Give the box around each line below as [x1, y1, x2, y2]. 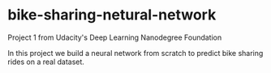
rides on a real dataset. [7, 57, 84, 67]
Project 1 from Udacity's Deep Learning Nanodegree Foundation [7, 32, 222, 42]
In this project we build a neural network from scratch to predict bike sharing [7, 48, 264, 58]
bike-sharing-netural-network [7, 6, 217, 24]
